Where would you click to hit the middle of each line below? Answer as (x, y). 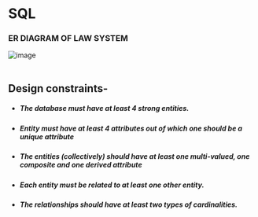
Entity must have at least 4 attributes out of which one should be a (131, 128)
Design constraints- (58, 88)
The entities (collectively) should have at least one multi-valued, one (135, 156)
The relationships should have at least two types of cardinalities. (129, 204)
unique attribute (47, 136)
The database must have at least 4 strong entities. (104, 108)
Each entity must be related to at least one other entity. (112, 185)
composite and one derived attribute (81, 165)
